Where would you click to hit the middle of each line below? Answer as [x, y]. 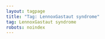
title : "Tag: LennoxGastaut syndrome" [53, 17]
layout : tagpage [26, 11]
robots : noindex [26, 27]
